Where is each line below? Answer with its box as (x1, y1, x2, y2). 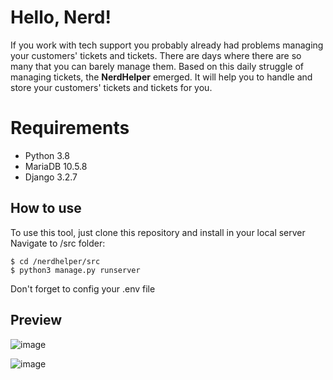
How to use (10, 200, 82, 217)
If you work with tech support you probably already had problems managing (10, 39, 324, 51)
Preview (10, 312, 63, 329)
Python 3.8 (24, 149, 70, 161)
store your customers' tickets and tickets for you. (10, 81, 213, 93)
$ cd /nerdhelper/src (10, 256, 101, 266)
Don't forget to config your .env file (10, 282, 156, 295)
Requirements (10, 117, 130, 140)
